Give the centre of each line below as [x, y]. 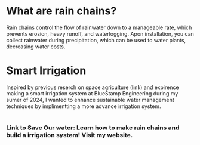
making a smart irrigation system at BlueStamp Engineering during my [92, 93]
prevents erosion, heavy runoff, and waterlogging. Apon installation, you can [100, 33]
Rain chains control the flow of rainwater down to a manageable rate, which [99, 27]
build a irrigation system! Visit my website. [70, 135]
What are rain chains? [61, 11]
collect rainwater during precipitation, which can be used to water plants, [96, 40]
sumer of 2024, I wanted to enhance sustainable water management [90, 100]
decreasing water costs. [36, 47]
